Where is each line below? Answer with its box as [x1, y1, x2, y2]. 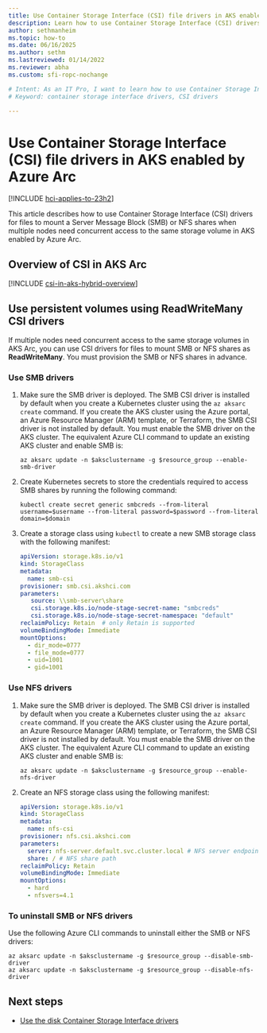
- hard [27, 884, 49, 892]
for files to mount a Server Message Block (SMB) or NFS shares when [8, 218, 237, 227]
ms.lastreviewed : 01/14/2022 [8, 56, 105, 64]
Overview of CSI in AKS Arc [8, 258, 147, 271]
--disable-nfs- [203, 966, 254, 974]
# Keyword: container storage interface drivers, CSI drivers [8, 92, 219, 100]
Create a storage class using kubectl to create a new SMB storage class [19, 529, 257, 538]
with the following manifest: [19, 538, 110, 547]
